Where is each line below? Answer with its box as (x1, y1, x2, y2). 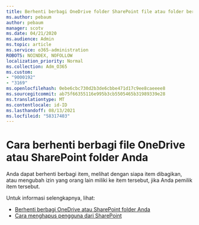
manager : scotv (6, 25, 44, 31)
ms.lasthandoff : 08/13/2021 (6, 107, 76, 113)
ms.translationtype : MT (6, 96, 65, 102)
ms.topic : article (6, 42, 52, 48)
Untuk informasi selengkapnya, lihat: (6, 194, 95, 201)
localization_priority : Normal (6, 58, 84, 64)
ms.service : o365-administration (6, 47, 89, 53)
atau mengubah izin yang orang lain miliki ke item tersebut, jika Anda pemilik (6, 177, 192, 184)
